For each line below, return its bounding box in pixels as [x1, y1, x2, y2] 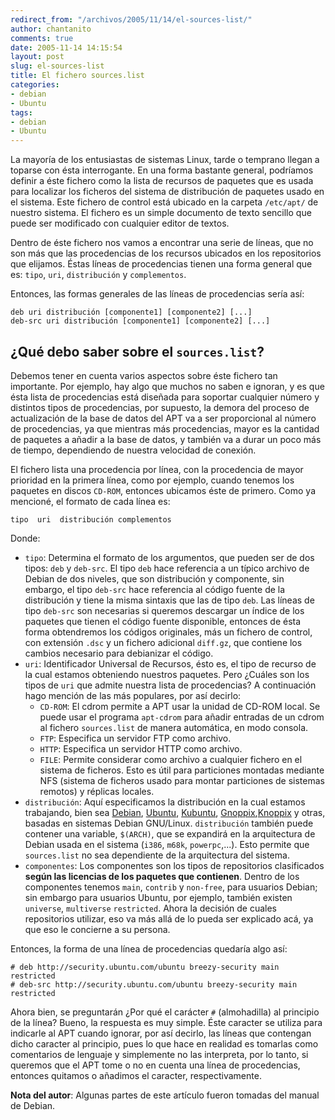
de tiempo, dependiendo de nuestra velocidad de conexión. [10, 444, 257, 456]
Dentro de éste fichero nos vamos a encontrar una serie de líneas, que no [10, 237, 314, 249]
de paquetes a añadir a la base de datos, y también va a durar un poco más [10, 433, 322, 445]
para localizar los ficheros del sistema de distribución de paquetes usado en [10, 186, 325, 198]
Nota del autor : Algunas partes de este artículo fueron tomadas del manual [10, 1089, 320, 1101]
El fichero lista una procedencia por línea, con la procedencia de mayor [10, 463, 304, 475]
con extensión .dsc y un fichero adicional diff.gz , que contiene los [24, 636, 303, 648]
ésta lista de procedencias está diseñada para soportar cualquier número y [10, 391, 320, 403]
